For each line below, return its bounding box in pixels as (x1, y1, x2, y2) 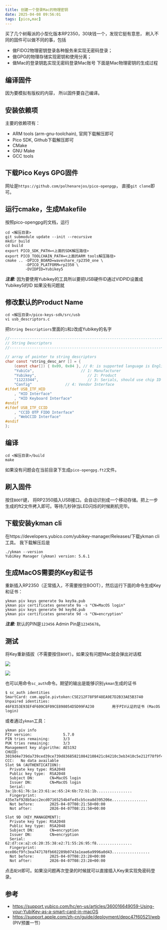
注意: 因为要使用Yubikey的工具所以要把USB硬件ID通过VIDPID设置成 (5, 276, 143, 282)
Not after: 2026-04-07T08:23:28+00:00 (9, 858, 106, 863)
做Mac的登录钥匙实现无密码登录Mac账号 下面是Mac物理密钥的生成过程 (12, 60, 158, 66)
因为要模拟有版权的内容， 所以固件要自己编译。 (5, 90, 102, 96)
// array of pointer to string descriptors (5, 354, 97, 359)
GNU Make (12, 148, 35, 154)
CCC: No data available (5, 759, 59, 763)
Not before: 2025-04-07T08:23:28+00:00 (9, 854, 106, 859)
